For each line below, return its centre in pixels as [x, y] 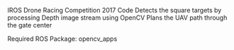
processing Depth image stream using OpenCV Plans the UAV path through [117, 18]
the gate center [30, 25]
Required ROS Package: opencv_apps [62, 39]
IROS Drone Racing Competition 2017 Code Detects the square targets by [115, 10]
